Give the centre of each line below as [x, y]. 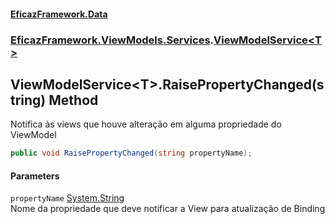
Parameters [35, 176]
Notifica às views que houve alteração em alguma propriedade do [146, 124]
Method [73, 100]
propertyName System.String [67, 198]
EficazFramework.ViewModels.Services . [112, 40]
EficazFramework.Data [59, 14]
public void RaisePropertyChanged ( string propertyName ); [131, 153]
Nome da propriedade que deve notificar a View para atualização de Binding [168, 209]
